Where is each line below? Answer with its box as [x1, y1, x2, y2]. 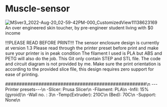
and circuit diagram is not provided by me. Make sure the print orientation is [5, 61, 161, 67]
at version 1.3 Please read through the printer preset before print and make [5, 45, 159, 51]
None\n [5, 97, 20, 103]
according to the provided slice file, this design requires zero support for [5, 66, 154, 72]
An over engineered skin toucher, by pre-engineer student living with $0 [5, 24, 154, 30]
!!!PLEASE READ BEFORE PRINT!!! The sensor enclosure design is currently [5, 39, 160, 45]
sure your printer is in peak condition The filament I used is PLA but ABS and [5, 50, 163, 56]
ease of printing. [5, 71, 39, 77]
